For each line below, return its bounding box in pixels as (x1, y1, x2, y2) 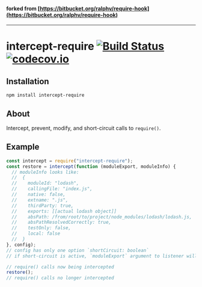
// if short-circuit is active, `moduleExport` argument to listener (6, 253, 185, 259)
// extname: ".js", (11, 197, 69, 203)
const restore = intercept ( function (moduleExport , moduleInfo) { (6, 163, 176, 170)
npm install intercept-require (6, 92, 85, 99)
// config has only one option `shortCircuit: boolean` (6, 247, 149, 253)
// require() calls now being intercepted (6, 264, 114, 270)
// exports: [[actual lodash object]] (11, 208, 117, 214)
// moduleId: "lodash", (11, 181, 79, 187)
